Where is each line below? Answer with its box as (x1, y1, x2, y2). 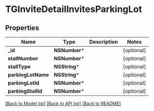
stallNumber (8, 55, 38, 62)
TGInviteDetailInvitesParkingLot (5, 4, 142, 15)
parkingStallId (8, 88, 42, 94)
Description (89, 39, 118, 45)
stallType (8, 63, 31, 70)
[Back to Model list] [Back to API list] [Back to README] (5, 100, 121, 106)
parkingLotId (8, 79, 39, 86)
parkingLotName (8, 71, 49, 78)
